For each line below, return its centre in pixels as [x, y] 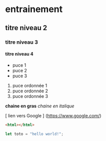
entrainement [34, 9]
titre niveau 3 [22, 42]
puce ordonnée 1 [30, 85]
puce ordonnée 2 [30, 91]
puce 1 [19, 65]
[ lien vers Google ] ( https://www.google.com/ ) [53, 115]
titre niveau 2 [26, 28]
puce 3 [20, 76]
